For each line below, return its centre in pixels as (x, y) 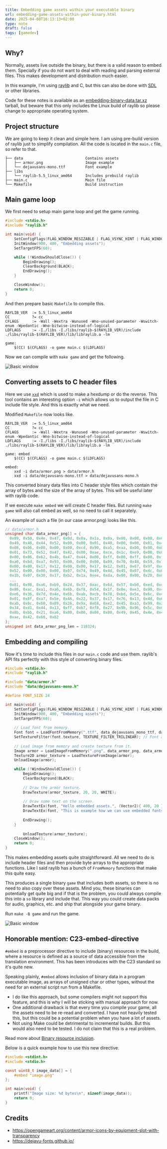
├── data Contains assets (62, 158)
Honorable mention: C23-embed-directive (72, 939)
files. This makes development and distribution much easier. (67, 76)
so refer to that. (21, 149)
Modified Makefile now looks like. (40, 414)
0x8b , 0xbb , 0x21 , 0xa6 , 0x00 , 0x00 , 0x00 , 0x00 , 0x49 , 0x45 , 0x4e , (82, 613)
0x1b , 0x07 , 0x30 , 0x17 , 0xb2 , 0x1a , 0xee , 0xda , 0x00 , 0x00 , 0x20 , (82, 576)
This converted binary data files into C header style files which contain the (81, 485)
